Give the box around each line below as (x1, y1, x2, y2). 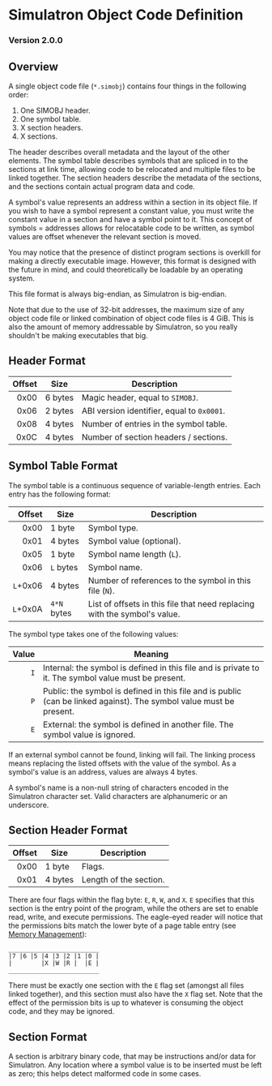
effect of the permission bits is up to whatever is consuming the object (8, 998, 244, 1007)
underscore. (8, 800, 49, 809)
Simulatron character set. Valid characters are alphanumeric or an (8, 791, 228, 801)
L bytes (50, 561, 79, 573)
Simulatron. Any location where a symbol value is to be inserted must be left (8, 1060, 262, 1070)
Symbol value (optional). (87, 535, 181, 547)
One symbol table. (19, 114, 82, 123)
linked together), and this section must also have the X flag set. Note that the (8, 989, 263, 999)
